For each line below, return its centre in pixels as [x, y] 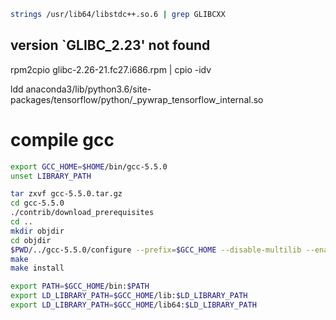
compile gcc [62, 139]
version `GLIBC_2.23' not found [110, 45]
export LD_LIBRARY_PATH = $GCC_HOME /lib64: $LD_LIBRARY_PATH [133, 305]
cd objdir [31, 240]
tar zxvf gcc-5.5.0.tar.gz [66, 194]
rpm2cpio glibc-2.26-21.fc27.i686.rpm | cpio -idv [111, 69]
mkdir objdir [37, 231]
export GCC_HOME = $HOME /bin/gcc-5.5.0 [89, 166]
